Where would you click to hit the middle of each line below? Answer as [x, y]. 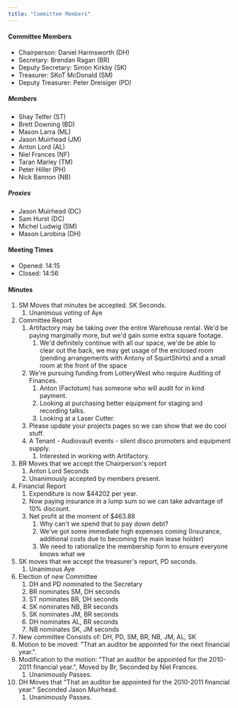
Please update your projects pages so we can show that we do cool [127, 426]
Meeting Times [31, 250]
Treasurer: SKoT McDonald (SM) [66, 74]
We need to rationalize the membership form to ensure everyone [134, 546]
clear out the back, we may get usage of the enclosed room [126, 350]
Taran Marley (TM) [45, 162]
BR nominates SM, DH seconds [74, 592]
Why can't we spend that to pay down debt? [104, 524]
